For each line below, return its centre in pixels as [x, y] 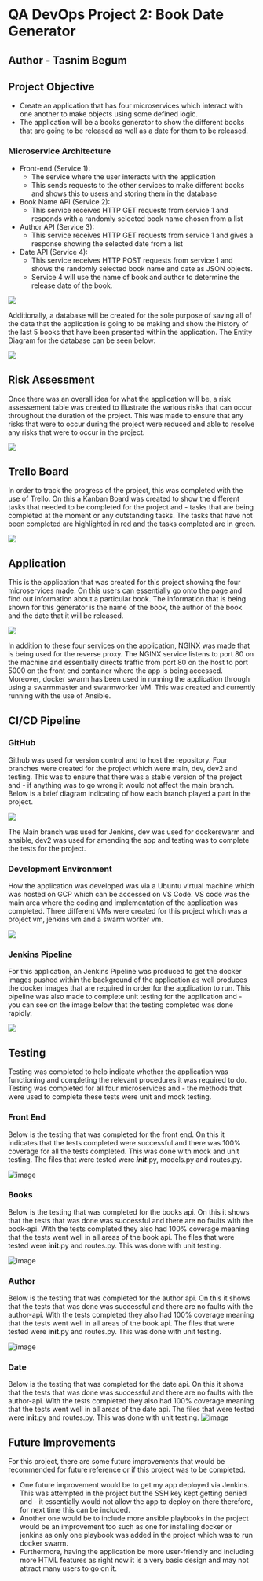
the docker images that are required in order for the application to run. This [129, 988]
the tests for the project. [47, 848]
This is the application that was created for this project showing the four [124, 583]
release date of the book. [72, 285]
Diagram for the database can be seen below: [82, 340]
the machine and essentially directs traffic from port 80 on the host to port [128, 663]
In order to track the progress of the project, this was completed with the [126, 491]
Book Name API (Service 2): [65, 201]
